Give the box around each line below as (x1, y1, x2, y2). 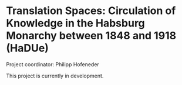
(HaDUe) (6, 42, 49, 55)
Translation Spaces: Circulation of (6, 4, 176, 18)
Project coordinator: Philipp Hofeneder (6, 60, 100, 68)
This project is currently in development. (6, 72, 104, 79)
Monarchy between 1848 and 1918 (6, 29, 177, 42)
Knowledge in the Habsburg (6, 16, 145, 30)
